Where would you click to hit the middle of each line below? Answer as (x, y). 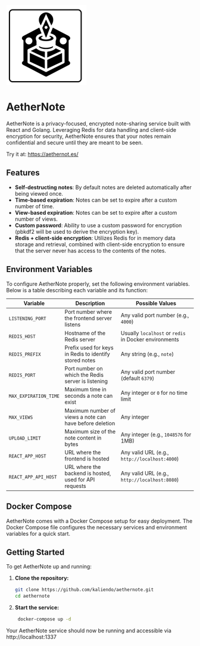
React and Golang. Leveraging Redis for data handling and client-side (91, 129)
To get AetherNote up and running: (49, 567)
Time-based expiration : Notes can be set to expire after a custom (96, 200)
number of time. (35, 206)
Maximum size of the (90, 431)
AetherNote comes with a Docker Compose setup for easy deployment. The (99, 521)
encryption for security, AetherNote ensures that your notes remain (89, 136)
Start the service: (37, 608)
